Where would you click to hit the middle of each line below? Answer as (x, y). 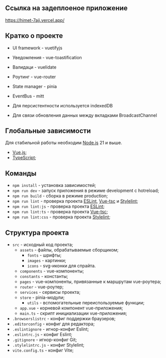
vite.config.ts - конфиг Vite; (43, 351)
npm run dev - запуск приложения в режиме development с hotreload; (85, 190)
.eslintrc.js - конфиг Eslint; (42, 335)
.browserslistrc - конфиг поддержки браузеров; (64, 319)
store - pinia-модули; (42, 297)
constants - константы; (44, 276)
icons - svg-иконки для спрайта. (61, 266)
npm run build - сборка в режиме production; (60, 196)
